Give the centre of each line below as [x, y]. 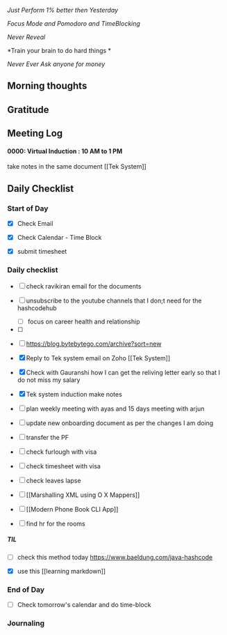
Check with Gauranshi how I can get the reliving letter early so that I [123, 372]
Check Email [35, 224]
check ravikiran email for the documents [84, 286]
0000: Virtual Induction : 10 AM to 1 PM [65, 151]
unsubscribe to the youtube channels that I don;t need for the [114, 300]
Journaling [26, 623]
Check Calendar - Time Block [59, 238]
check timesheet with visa [63, 466]
